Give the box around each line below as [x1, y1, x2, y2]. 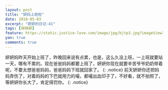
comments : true [5, 40, 37, 45]
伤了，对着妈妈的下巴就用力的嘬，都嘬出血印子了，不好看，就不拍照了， [13, 73, 163, 79]
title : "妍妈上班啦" [5, 12, 44, 17]
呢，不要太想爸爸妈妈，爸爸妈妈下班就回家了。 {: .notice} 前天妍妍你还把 [5, 66, 155, 72]
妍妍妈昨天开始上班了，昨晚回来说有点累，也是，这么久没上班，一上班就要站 [5, 54, 163, 60]
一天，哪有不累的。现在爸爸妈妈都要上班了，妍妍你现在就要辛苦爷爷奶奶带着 [5, 60, 163, 66]
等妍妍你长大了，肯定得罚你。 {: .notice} [5, 79, 88, 85]
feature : [5, 30, 23, 35]
